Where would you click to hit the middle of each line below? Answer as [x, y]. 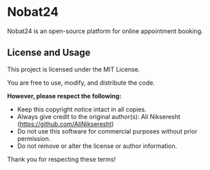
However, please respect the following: [64, 96]
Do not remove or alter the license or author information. [97, 146]
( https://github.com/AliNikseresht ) [65, 124]
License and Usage [49, 53]
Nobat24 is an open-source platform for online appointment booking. [105, 31]
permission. [34, 138]
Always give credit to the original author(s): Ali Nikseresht [99, 116]
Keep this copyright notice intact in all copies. [82, 109]
